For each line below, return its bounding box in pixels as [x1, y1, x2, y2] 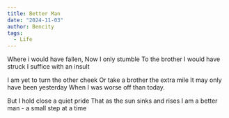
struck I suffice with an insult [7, 62, 90, 71]
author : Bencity [7, 23, 54, 30]
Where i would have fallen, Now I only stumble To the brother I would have [7, 55, 221, 63]
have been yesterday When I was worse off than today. [7, 83, 166, 92]
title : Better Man [7, 10, 61, 17]
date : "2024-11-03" [7, 17, 64, 24]
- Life [13, 36, 33, 43]
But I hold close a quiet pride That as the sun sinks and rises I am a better [7, 96, 218, 105]
